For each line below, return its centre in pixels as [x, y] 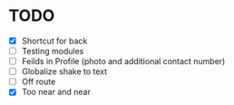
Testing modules [53, 51]
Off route [39, 81]
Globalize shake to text [64, 72]
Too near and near [56, 92]
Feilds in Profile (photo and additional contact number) [123, 62]
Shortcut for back [54, 41]
